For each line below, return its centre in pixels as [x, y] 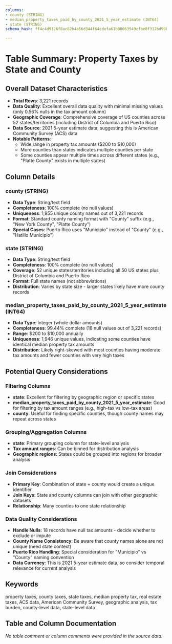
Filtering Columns [28, 386]
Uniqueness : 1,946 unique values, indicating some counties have [82, 339]
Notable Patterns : [32, 139]
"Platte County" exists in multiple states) [63, 161]
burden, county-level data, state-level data [50, 607]
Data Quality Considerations [41, 519]
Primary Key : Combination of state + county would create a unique [83, 484]
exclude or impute [32, 536]
